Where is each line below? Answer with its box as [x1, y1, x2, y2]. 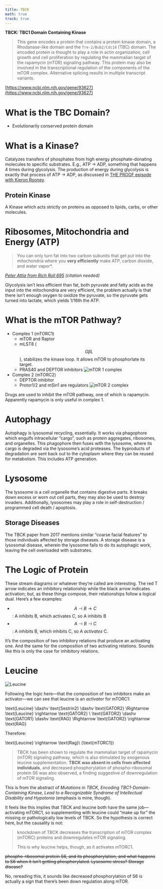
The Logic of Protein [5, 564, 89, 575]
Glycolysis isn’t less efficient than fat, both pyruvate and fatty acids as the [5, 282, 153, 288]
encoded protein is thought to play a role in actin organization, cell [17, 49, 150, 55]
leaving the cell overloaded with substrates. [5, 547, 92, 553]
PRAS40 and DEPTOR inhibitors [19, 367, 83, 372]
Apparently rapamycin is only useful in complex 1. [5, 397, 105, 403]
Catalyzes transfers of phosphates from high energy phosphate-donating [5, 156, 152, 162]
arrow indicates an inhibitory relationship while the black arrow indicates [5, 585, 150, 591]
